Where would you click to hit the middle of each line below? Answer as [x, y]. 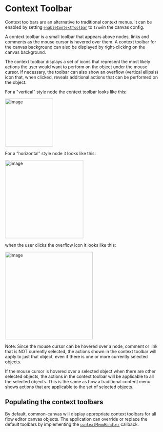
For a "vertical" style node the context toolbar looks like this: [66, 92]
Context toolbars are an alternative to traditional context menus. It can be [79, 22]
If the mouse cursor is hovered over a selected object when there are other [81, 371]
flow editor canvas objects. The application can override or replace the [76, 419]
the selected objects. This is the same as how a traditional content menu [78, 381]
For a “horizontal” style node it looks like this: [51, 153]
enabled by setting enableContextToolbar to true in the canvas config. [75, 27]
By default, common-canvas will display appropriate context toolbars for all [81, 414]
